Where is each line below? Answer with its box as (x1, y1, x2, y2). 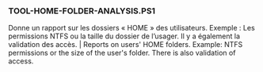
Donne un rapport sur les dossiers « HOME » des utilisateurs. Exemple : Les (8, 23, 255, 33)
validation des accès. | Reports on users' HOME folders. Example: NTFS (8, 40, 243, 49)
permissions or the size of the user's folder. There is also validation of (8, 49, 236, 58)
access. (8, 56, 34, 66)
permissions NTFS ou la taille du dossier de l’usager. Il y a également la (8, 31, 240, 41)
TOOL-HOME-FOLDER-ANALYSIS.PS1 (8, 5, 156, 16)
